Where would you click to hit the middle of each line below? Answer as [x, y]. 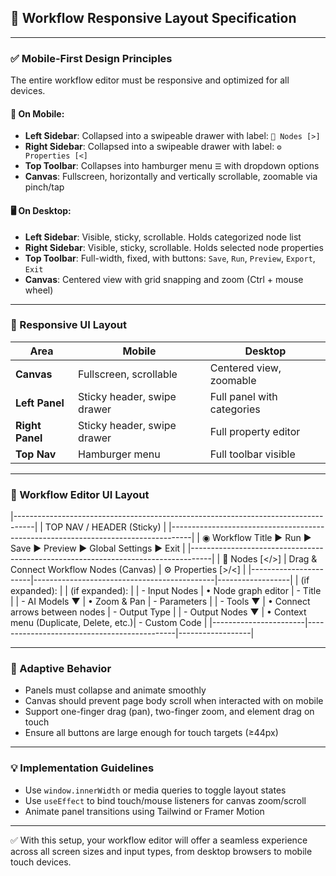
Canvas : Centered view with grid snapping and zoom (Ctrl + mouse [164, 279]
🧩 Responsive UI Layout [68, 325]
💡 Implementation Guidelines [82, 768]
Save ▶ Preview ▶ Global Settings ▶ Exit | [98, 548]
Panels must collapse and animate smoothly [115, 690]
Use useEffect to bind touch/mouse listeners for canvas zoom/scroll [165, 800]
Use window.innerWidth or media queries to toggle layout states [155, 790]
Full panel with [243, 396]
